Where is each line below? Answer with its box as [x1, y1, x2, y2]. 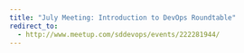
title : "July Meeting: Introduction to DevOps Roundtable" [9, 13, 237, 22]
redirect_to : [9, 22, 59, 31]
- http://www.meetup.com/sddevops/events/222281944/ [17, 30, 221, 39]
